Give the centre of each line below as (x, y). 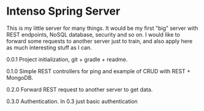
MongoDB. (20, 77)
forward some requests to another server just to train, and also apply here (100, 41)
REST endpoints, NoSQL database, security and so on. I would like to (93, 34)
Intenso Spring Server (63, 11)
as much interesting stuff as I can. (49, 48)
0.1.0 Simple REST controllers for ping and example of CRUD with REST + (99, 71)
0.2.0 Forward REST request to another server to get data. (80, 89)
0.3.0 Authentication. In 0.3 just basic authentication (72, 101)
